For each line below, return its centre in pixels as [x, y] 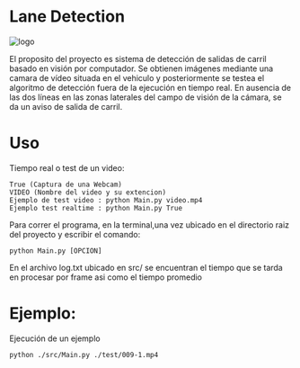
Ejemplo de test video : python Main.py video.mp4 [106, 200]
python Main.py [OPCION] [56, 251]
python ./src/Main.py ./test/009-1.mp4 [84, 355]
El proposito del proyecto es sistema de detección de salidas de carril [138, 58]
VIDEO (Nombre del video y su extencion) [88, 192]
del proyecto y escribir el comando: [75, 234]
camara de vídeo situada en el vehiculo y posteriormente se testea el [137, 77]
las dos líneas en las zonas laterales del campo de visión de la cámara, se [146, 97]
